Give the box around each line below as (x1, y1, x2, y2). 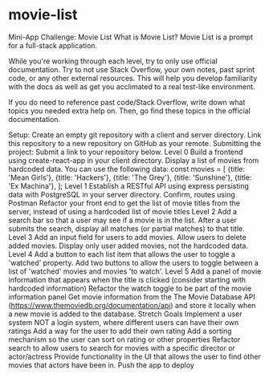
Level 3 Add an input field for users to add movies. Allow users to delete (8, 232, 247, 242)
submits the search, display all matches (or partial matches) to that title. (8, 223, 245, 234)
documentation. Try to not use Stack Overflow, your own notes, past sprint (8, 64, 255, 74)
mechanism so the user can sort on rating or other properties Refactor (8, 335, 241, 344)
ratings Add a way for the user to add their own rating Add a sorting (8, 326, 232, 335)
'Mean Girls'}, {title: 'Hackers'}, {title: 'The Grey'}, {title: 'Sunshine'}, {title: (8, 173, 252, 182)
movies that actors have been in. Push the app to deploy (8, 360, 195, 370)
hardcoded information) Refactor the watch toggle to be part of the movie (8, 283, 252, 293)
